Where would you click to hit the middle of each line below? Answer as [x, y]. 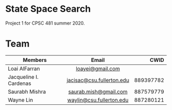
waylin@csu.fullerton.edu [98, 100]
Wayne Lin [20, 100]
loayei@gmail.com [98, 69]
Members [35, 60]
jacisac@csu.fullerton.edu [98, 80]
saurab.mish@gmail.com [98, 92]
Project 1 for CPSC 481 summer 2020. [45, 23]
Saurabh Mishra [27, 92]
